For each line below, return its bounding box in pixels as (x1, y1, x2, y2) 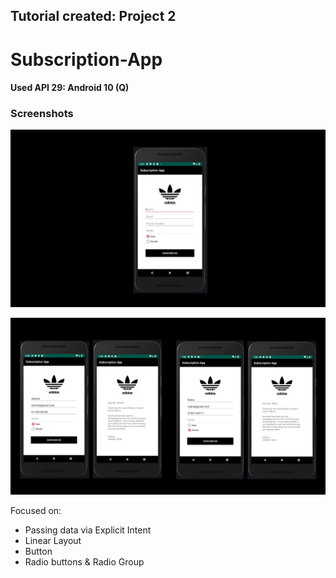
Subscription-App (10, 48, 163, 71)
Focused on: (10, 505, 62, 517)
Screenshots (10, 107, 74, 121)
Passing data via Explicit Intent (24, 524, 152, 536)
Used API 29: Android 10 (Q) (10, 82, 130, 94)
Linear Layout (24, 535, 82, 547)
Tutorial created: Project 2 (10, 8, 177, 25)
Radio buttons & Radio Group (24, 556, 145, 568)
